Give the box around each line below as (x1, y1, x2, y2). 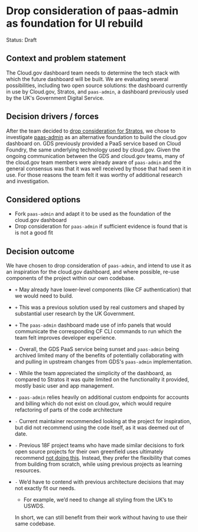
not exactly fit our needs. (14, 485, 76, 492)
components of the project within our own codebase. (6, 275, 135, 282)
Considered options (6, 194, 81, 205)
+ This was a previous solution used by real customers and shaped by (14, 304, 185, 311)
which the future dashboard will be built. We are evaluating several (6, 75, 168, 82)
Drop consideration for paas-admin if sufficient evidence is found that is (14, 223, 188, 230)
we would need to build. (14, 292, 73, 299)
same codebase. (14, 520, 56, 527)
